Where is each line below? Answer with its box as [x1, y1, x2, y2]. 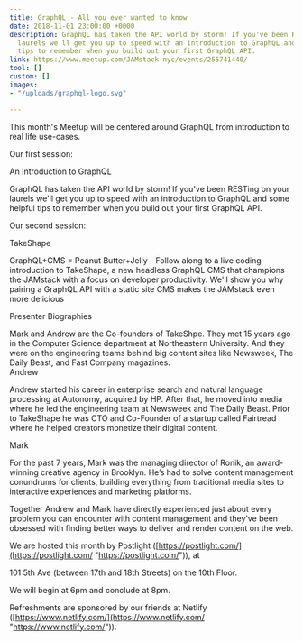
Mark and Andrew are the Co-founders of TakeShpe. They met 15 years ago [9, 328, 291, 339]
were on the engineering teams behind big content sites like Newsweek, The [9, 347, 294, 358]
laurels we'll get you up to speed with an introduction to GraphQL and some [9, 193, 290, 204]
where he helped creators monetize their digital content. [9, 422, 218, 433]
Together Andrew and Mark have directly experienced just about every [9, 503, 272, 514]
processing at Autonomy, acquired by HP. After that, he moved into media [9, 393, 283, 404]
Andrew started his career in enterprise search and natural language [9, 384, 263, 395]
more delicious [9, 293, 65, 304]
